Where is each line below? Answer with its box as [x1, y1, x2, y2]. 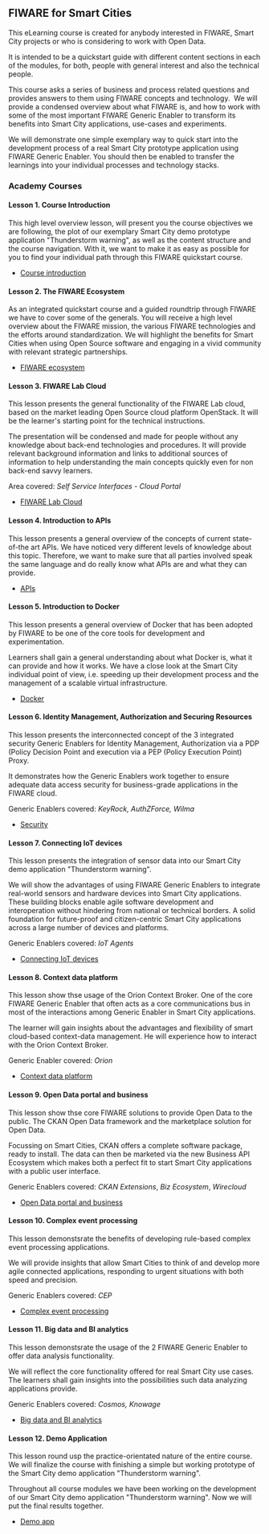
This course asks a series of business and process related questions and [8, 85, 250, 94]
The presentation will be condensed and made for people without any [8, 432, 238, 441]
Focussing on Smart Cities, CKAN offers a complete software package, [8, 1140, 243, 1150]
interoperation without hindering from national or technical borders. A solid [8, 906, 255, 916]
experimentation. [8, 636, 64, 647]
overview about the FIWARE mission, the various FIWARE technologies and [8, 321, 255, 331]
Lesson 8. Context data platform [8, 972, 118, 982]
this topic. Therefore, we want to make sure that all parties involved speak [8, 551, 253, 560]
